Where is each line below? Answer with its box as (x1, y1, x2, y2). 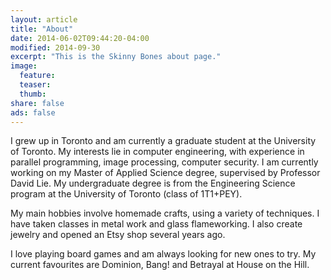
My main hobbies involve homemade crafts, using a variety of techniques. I (10, 207, 320, 220)
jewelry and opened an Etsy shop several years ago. (10, 229, 226, 241)
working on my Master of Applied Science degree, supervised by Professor (10, 167, 321, 179)
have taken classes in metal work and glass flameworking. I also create (10, 218, 303, 230)
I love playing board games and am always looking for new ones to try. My (10, 248, 317, 260)
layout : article (10, 14, 78, 25)
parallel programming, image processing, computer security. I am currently (10, 156, 319, 168)
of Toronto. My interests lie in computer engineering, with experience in (10, 146, 305, 158)
